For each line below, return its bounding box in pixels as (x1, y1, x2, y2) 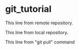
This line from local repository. (5, 29, 68, 35)
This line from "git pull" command (5, 39, 75, 45)
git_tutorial (5, 3, 52, 15)
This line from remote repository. (5, 20, 73, 26)
